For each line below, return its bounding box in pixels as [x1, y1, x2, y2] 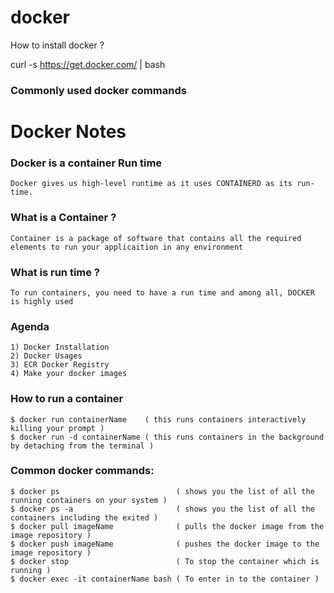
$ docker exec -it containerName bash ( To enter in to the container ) [10, 574, 320, 584]
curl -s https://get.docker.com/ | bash [10, 58, 166, 70]
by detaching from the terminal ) [10, 441, 155, 451]
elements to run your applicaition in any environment [10, 242, 244, 252]
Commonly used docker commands [10, 83, 187, 97]
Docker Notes [10, 121, 127, 143]
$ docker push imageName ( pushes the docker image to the [10, 539, 320, 549]
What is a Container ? [10, 211, 117, 225]
